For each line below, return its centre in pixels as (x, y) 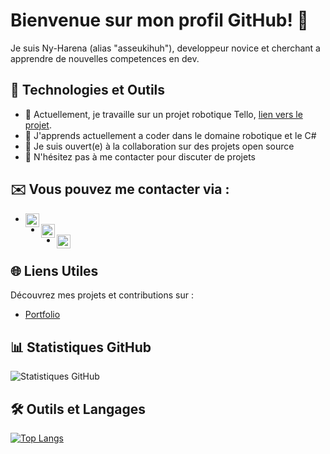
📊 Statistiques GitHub (81, 347)
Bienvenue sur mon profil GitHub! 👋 (159, 20)
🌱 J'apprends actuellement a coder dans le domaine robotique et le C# (170, 135)
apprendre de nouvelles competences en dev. (105, 58)
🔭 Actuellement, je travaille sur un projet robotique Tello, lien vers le (163, 114)
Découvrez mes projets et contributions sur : (102, 295)
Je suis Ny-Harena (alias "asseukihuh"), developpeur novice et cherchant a (165, 48)
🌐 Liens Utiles (54, 270)
